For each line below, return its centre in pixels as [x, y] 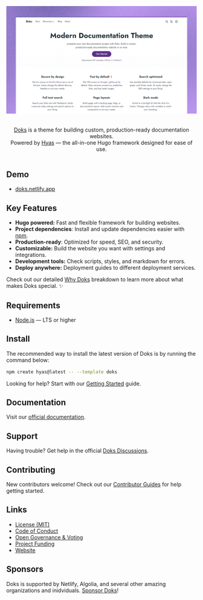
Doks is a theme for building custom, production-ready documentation [101, 130]
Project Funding [35, 544]
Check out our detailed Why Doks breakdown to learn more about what [95, 279]
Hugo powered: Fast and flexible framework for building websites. [98, 223]
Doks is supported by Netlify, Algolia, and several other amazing [86, 584]
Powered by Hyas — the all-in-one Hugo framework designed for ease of [101, 142]
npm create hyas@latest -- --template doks [62, 372]
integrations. [31, 255]
